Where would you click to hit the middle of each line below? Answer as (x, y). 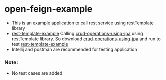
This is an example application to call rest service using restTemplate (83, 23)
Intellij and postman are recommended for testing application (75, 49)
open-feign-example (49, 9)
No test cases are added (37, 73)
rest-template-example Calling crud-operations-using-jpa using (77, 33)
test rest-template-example (40, 44)
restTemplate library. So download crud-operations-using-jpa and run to (86, 39)
